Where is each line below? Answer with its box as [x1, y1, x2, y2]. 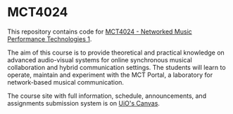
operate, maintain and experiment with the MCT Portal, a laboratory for [7, 71, 213, 79]
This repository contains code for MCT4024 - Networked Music [7, 27, 192, 36]
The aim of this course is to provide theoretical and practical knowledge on [7, 48, 225, 57]
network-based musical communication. [7, 78, 125, 86]
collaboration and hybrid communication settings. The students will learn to [7, 63, 227, 71]
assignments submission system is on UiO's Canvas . [7, 99, 160, 107]
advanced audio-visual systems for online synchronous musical [7, 55, 192, 64]
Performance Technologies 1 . [7, 34, 92, 43]
